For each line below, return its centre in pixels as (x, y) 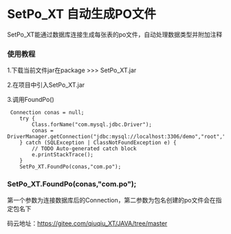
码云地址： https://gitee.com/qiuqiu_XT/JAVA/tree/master (87, 223)
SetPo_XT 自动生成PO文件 (82, 14)
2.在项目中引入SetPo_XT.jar (46, 85)
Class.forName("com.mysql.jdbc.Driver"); (92, 125)
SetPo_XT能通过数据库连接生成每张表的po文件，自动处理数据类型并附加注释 (115, 34)
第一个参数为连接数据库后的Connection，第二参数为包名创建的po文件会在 (111, 200)
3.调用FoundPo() (31, 100)
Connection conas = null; (47, 113)
